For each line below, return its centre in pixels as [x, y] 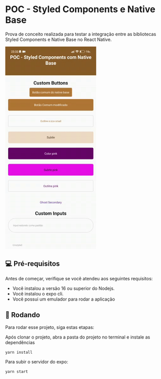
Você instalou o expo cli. [38, 293]
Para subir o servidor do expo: [37, 362]
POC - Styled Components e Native [80, 9]
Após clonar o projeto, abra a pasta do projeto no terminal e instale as [78, 337]
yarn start [17, 371]
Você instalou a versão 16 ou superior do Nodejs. [64, 288]
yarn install [19, 352]
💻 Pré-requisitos [33, 264]
